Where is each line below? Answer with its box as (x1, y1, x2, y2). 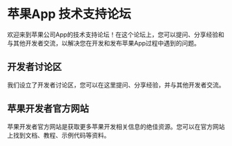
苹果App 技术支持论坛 (7, 6, 131, 22)
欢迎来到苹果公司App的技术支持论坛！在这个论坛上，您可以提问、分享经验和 (7, 30, 224, 39)
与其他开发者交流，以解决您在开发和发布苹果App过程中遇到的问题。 (7, 39, 200, 47)
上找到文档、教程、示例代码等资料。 (7, 131, 110, 139)
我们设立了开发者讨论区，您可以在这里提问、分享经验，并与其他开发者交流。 (7, 81, 225, 89)
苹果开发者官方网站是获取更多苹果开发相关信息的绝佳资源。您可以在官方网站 (7, 122, 225, 131)
